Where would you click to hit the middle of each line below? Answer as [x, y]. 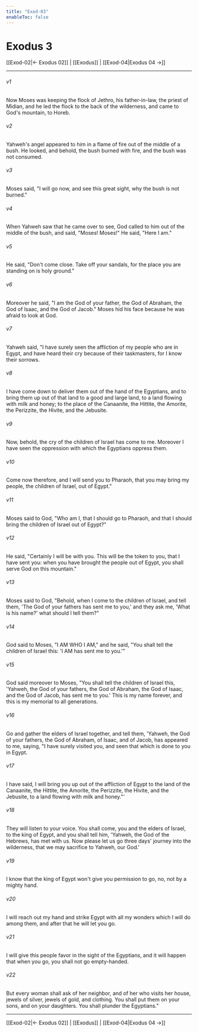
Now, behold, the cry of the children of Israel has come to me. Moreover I [95, 442]
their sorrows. [23, 359]
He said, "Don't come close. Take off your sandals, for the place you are [93, 265]
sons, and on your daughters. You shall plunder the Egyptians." [82, 1005]
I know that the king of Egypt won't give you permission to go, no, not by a [96, 879]
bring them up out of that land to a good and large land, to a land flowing [94, 398]
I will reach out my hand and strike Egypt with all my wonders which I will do [98, 917]
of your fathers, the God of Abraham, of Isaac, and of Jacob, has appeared [97, 740]
